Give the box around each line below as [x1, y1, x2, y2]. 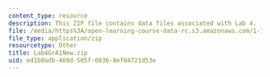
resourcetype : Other [8, 42, 78, 50]
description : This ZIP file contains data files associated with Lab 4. [8, 19, 257, 27]
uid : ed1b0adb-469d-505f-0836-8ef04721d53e [8, 57, 157, 65]
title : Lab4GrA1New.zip [8, 49, 88, 57]
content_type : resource [8, 11, 88, 20]
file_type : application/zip [8, 34, 103, 43]
